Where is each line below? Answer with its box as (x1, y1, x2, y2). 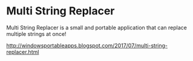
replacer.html (6, 48, 39, 55)
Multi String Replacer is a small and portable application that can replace (6, 24, 188, 31)
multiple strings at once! (6, 30, 67, 37)
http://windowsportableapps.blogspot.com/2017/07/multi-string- (6, 42, 168, 49)
